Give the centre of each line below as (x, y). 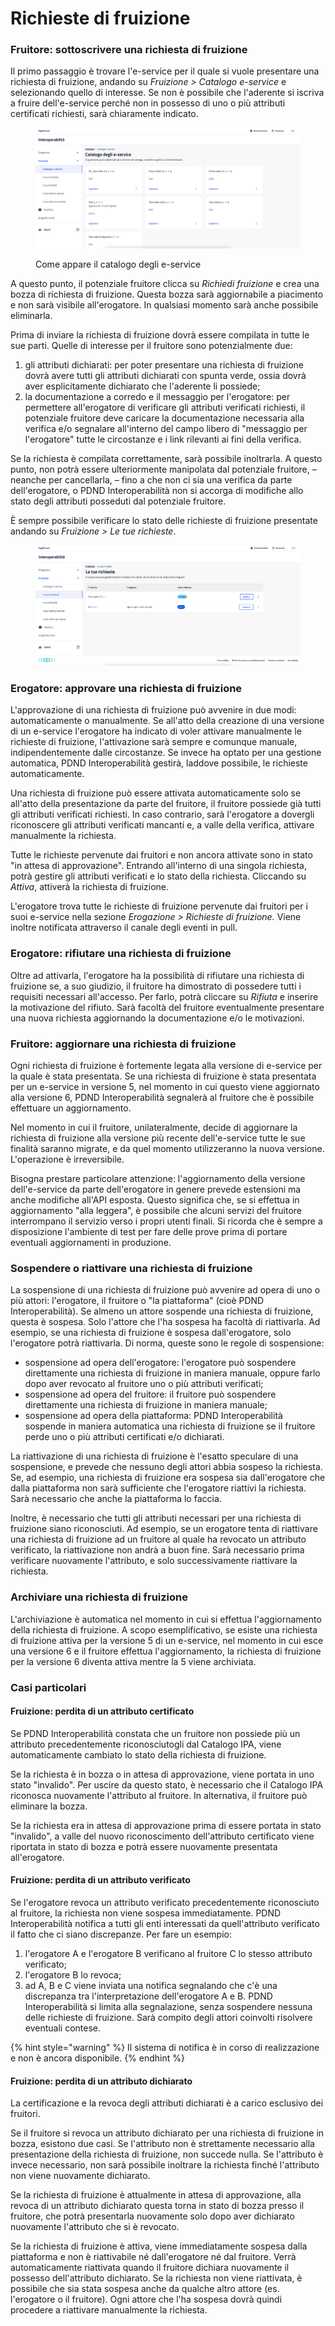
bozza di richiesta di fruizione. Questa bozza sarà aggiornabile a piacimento (167, 294)
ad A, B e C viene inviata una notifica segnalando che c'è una (151, 1985)
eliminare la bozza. (49, 1806)
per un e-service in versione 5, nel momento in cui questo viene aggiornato (165, 1087)
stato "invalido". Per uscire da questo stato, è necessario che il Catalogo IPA (167, 1784)
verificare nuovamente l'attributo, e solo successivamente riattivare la (154, 1561)
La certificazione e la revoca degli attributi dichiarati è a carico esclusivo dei (167, 2103)
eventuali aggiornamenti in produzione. (91, 1243)
